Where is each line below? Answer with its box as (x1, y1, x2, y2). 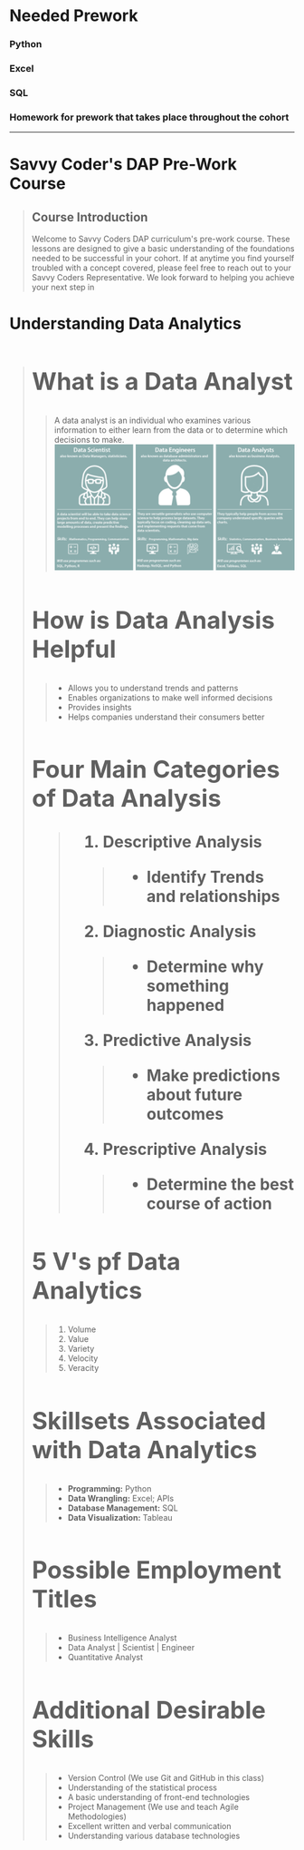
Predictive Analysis (102, 1031, 252, 1051)
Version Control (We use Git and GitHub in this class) (67, 1772, 265, 1783)
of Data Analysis (31, 783, 222, 813)
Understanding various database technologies (67, 1830, 241, 1841)
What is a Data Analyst (31, 367, 293, 396)
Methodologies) (67, 1811, 127, 1822)
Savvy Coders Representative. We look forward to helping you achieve (31, 272, 295, 283)
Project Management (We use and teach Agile (67, 1801, 240, 1812)
